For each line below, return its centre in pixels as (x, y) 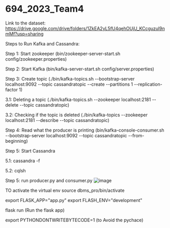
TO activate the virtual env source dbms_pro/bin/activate (65, 190)
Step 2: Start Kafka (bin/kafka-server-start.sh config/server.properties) (80, 69)
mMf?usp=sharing (24, 34)
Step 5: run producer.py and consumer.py (49, 180)
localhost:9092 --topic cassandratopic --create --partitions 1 (69, 84)
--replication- (148, 84)
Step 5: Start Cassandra (30, 150)
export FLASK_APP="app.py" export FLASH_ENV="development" (74, 200)
